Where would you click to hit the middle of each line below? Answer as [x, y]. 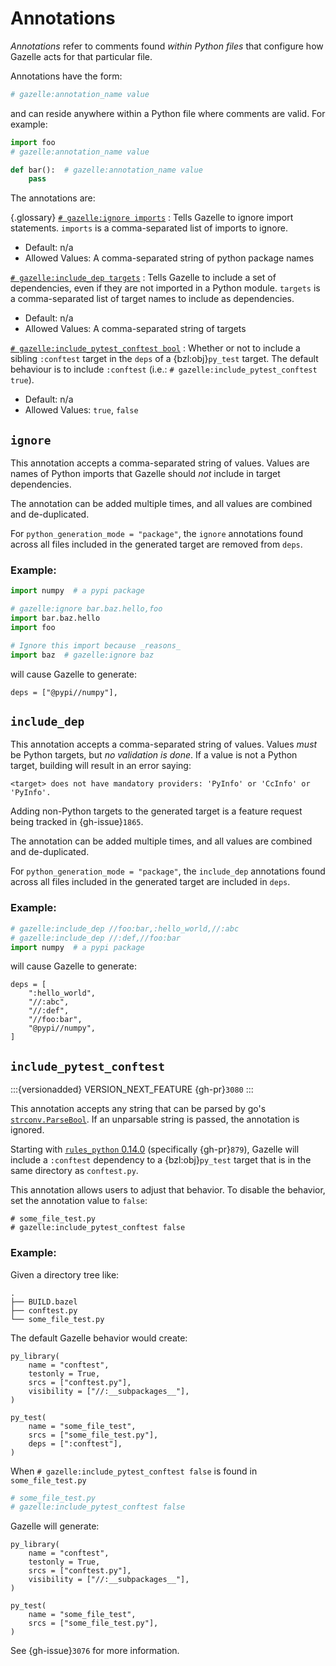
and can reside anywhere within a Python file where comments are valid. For [168, 113]
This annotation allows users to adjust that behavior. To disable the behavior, [168, 1190]
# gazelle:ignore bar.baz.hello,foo [86, 609]
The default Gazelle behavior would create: [99, 1338]
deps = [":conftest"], [75, 1443]
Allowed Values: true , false [81, 410]
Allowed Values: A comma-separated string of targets [135, 329]
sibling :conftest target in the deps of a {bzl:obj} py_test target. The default [164, 359]
